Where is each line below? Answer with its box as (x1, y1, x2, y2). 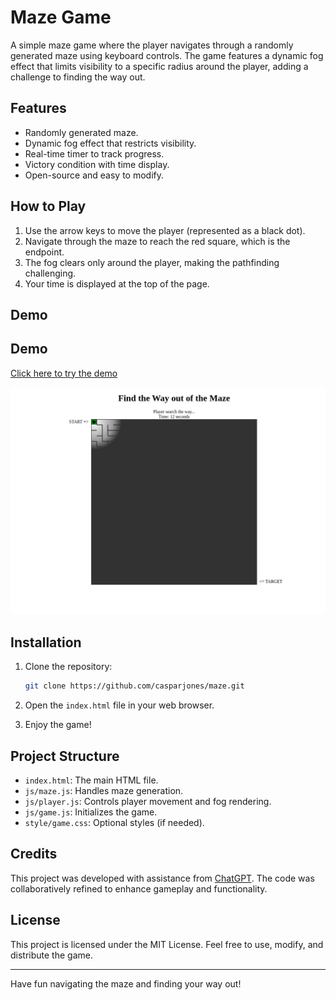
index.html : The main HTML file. (24, 774, 159, 786)
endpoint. (24, 246, 65, 258)
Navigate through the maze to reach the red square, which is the (24, 235, 291, 247)
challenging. (24, 267, 77, 279)
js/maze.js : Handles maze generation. (24, 784, 184, 796)
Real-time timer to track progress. (24, 147, 165, 160)
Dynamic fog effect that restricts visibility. (24, 137, 197, 149)
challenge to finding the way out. (10, 71, 146, 83)
